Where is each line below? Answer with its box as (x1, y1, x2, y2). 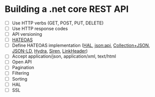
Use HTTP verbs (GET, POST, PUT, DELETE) (12, 20, 104, 26)
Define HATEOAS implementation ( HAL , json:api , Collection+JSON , (12, 42, 150, 48)
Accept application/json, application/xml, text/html (12, 53, 116, 59)
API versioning (12, 31, 42, 37)
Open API (12, 59, 32, 65)
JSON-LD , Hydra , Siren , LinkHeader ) (12, 48, 88, 54)
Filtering (12, 70, 30, 76)
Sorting (12, 76, 28, 82)
